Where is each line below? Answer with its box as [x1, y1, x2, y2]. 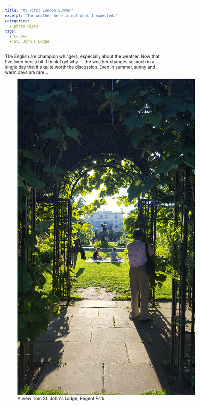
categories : [5, 18, 30, 23]
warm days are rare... [5, 69, 48, 75]
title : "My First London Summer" [5, 8, 74, 13]
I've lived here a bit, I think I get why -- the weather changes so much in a [5, 58, 155, 64]
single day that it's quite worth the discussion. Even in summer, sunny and [5, 64, 156, 70]
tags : [5, 29, 16, 34]
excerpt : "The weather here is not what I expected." [5, 13, 118, 18]
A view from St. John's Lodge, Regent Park [17, 395, 105, 401]
